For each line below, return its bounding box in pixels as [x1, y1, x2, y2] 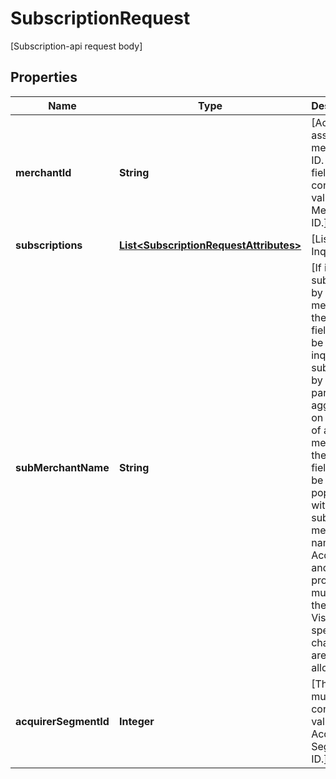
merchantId [15, 165, 72, 179]
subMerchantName [15, 460, 110, 474]
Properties [10, 69, 78, 86]
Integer [118, 714, 155, 728]
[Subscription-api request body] [10, 40, 143, 52]
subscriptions [15, 238, 83, 252]
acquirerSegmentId [15, 714, 110, 728]
